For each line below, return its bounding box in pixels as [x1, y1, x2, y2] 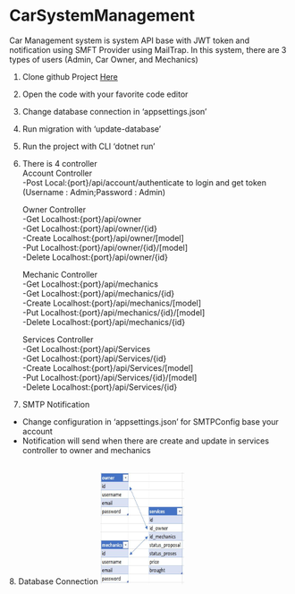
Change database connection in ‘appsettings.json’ [21, 106, 207, 116]
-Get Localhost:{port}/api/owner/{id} [21, 223, 158, 234]
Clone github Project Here [21, 71, 119, 82]
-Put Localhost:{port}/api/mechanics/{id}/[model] [21, 306, 206, 318]
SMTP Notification [21, 399, 90, 409]
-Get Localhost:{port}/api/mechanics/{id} [21, 288, 175, 298]
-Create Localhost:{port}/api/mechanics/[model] [21, 297, 202, 308]
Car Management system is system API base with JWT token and [9, 35, 250, 46]
